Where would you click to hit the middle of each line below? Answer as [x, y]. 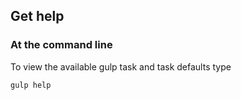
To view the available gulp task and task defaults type [121, 66]
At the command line [61, 45]
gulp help [31, 85]
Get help [37, 16]
